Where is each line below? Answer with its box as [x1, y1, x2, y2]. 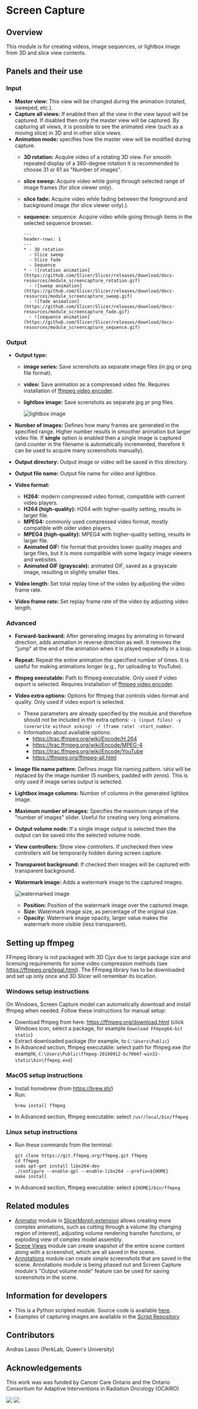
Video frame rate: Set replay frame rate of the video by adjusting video [14, 598, 189, 605]
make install [14, 1173, 47, 1179]
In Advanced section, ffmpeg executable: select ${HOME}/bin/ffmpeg [14, 1183, 180, 1191]
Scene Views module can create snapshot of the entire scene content [14, 1242, 185, 1249]
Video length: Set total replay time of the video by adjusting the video [14, 580, 185, 587]
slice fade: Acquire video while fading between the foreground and [23, 195, 188, 202]
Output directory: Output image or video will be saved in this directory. [14, 458, 189, 465]
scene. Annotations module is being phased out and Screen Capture [14, 1261, 181, 1268]
